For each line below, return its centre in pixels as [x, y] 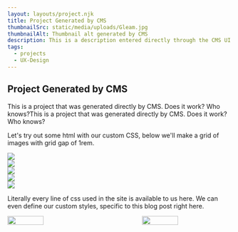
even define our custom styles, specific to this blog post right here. [106, 206]
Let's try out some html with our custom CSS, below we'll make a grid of [113, 135]
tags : [15, 47]
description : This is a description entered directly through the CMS [114, 41]
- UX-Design [32, 60]
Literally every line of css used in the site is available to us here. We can [113, 198]
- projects [30, 54]
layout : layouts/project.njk [51, 14]
